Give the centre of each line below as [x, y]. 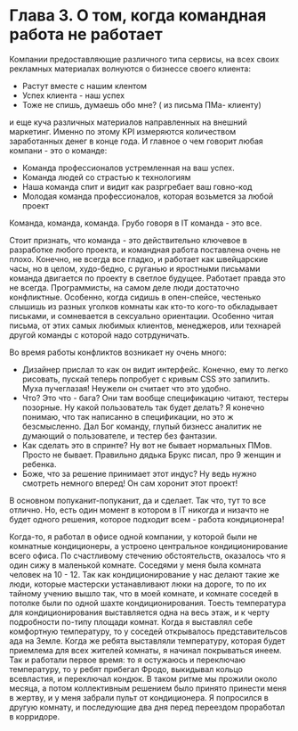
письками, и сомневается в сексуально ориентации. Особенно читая [141, 316]
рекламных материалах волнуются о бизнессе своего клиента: [130, 69]
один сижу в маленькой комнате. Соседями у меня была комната [135, 565]
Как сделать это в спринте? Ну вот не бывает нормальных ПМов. [147, 445]
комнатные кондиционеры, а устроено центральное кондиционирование [149, 546]
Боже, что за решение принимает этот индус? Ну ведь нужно [139, 473]
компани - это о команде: [58, 150]
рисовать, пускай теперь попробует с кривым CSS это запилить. [146, 379]
